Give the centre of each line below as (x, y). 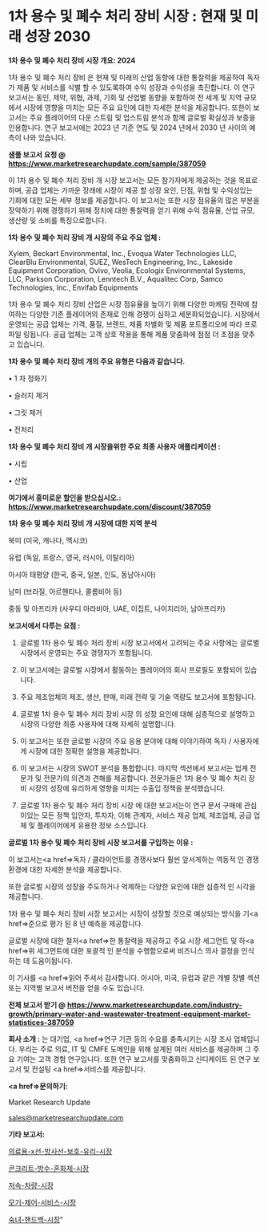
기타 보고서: (27, 1134)
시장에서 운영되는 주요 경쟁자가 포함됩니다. (86, 653)
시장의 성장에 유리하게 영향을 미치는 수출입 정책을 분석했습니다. (127, 788)
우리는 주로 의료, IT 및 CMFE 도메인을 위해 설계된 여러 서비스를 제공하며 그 (135, 1049)
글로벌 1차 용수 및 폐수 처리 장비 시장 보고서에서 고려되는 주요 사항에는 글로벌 (140, 642)
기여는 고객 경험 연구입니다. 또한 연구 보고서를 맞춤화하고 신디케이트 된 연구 (134, 1059)
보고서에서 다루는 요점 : (44, 625)
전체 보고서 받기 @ (37, 1005)
